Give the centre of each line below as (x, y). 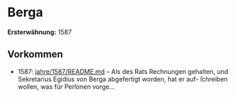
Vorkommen (35, 54)
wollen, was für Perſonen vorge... (66, 87)
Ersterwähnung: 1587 (40, 32)
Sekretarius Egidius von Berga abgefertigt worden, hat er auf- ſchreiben (122, 79)
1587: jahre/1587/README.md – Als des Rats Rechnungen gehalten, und (123, 71)
